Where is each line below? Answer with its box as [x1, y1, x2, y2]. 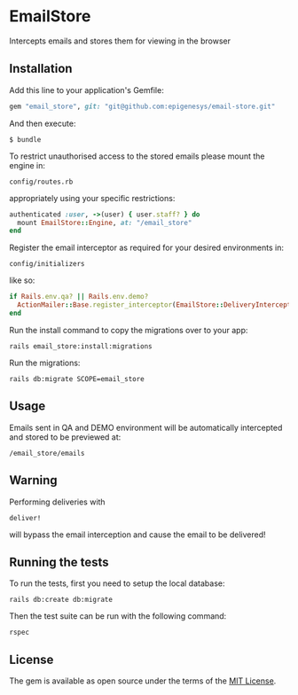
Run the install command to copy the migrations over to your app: [9, 324, 248, 335]
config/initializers [9, 260, 86, 269]
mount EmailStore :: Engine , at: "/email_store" [17, 218, 192, 227]
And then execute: [9, 118, 76, 129]
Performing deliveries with [9, 496, 106, 507]
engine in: [9, 160, 46, 170]
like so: [9, 275, 35, 285]
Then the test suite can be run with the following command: [9, 611, 227, 621]
